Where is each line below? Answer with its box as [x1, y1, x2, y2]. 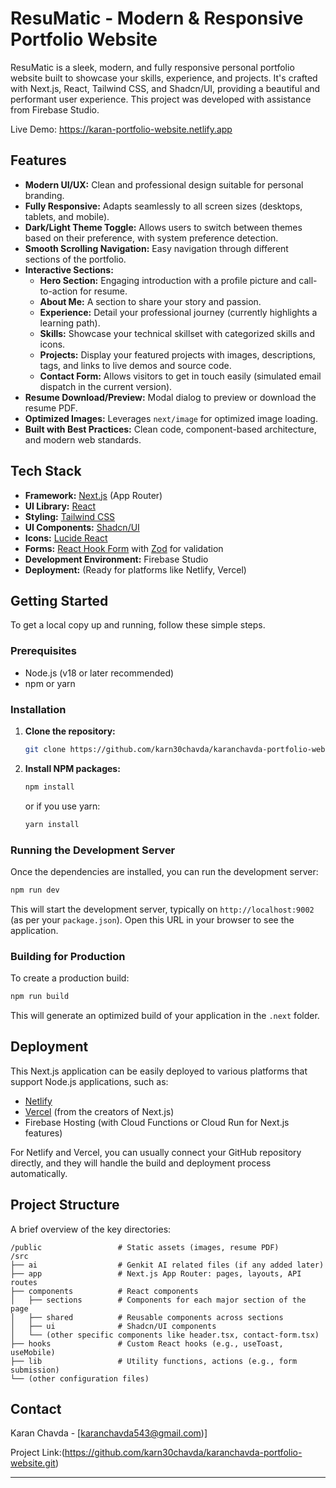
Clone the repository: [24, 725, 116, 737]
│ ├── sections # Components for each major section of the [10, 1295, 307, 1305]
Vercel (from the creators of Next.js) [24, 1105, 175, 1117]
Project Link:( [10, 1447, 65, 1459]
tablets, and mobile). [24, 210, 110, 222]
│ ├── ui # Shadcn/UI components [10, 1321, 217, 1331]
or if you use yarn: [24, 800, 101, 812]
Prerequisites [10, 644, 77, 658]
